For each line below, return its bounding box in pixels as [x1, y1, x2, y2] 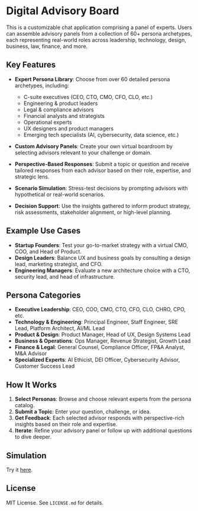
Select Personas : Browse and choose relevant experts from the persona [14, 395, 191, 403]
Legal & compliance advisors [23, 106, 94, 113]
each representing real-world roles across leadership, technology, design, [6, 36, 186, 43]
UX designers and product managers [23, 124, 114, 132]
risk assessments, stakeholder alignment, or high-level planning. [14, 209, 172, 216]
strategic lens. [14, 173, 50, 180]
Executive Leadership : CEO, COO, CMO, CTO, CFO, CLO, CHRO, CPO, [14, 306, 186, 313]
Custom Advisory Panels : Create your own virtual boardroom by [14, 142, 173, 149]
